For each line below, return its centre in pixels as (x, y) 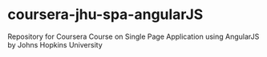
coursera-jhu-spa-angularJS (105, 15)
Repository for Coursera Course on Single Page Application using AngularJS (133, 36)
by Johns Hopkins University (55, 44)
